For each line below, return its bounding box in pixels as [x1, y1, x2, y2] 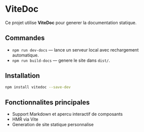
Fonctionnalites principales [5, 98, 90, 106]
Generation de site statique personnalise [12, 122, 94, 128]
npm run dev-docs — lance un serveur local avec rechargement [12, 47, 139, 53]
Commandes [5, 34, 45, 42]
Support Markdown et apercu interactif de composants [12, 111, 123, 117]
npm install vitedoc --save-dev [5, 84, 71, 89]
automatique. [12, 52, 39, 58]
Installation [5, 72, 40, 80]
